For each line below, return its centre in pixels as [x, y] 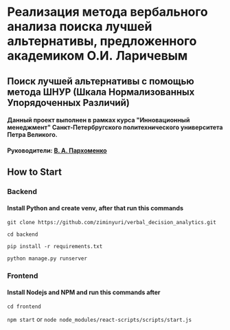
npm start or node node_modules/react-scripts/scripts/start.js [100, 320]
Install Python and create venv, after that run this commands [95, 208]
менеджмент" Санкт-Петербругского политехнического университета [115, 127]
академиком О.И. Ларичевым [97, 56]
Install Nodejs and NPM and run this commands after [84, 292]
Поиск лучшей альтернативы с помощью [101, 81]
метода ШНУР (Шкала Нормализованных [101, 92]
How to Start [34, 172]
